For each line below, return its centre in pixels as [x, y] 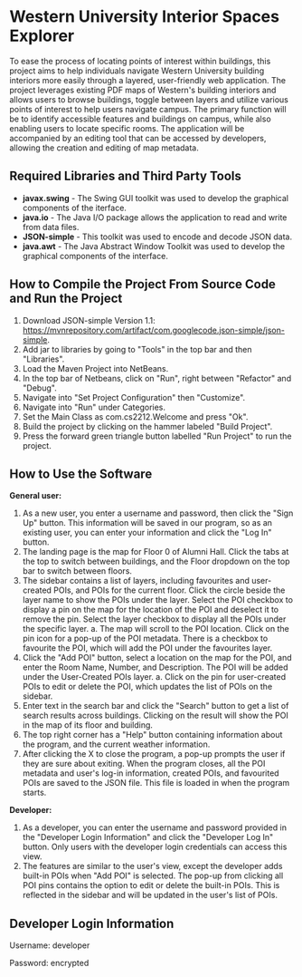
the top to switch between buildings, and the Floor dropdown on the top [156, 561]
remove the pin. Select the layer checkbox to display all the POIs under [154, 619]
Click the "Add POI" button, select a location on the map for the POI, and [157, 658]
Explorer [42, 36]
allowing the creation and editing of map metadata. [104, 148]
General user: [35, 496]
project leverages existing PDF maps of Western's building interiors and [143, 90]
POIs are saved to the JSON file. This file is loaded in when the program [156, 783]
